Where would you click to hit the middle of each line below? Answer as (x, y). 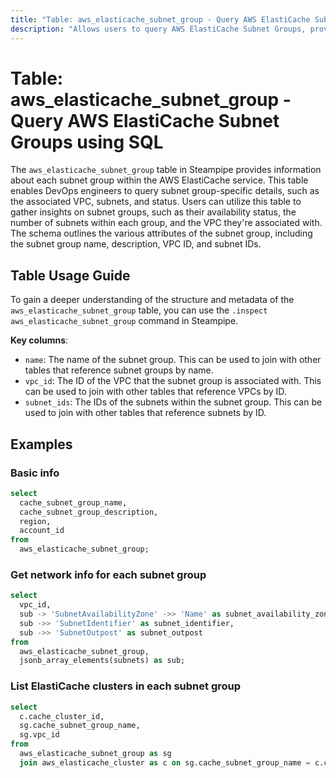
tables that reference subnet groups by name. (119, 370)
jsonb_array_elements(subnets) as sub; (102, 661)
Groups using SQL (87, 142)
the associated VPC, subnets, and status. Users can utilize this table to (156, 202)
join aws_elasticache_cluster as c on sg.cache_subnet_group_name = (165, 762)
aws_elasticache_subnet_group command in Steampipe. (124, 321)
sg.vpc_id (39, 735)
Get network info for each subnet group (108, 574)
